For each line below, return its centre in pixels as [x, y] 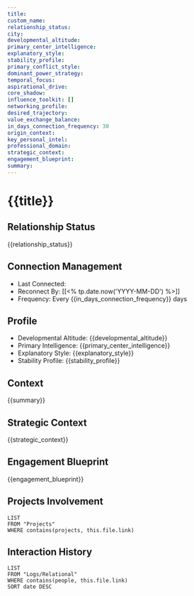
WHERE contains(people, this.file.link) [68, 581]
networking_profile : [38, 107]
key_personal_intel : [38, 139]
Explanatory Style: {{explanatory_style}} [76, 353]
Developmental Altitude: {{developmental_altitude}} [92, 338]
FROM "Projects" [31, 524]
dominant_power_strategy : [45, 73]
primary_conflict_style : [44, 67]
